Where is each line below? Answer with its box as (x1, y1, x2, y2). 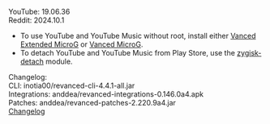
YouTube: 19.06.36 (8, 7, 71, 16)
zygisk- (236, 48, 262, 57)
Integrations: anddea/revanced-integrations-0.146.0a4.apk (8, 89, 204, 99)
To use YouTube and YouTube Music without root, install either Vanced (19, 31, 256, 40)
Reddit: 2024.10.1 (8, 15, 65, 25)
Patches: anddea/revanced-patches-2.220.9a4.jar (8, 98, 177, 107)
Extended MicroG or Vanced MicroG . (19, 39, 144, 49)
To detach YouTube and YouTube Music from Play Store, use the (19, 48, 235, 57)
